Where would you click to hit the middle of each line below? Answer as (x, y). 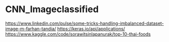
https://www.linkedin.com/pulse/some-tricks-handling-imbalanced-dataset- (85, 23)
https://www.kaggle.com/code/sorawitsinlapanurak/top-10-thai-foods (78, 34)
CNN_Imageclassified (52, 9)
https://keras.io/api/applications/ (91, 28)
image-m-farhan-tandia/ (31, 28)
